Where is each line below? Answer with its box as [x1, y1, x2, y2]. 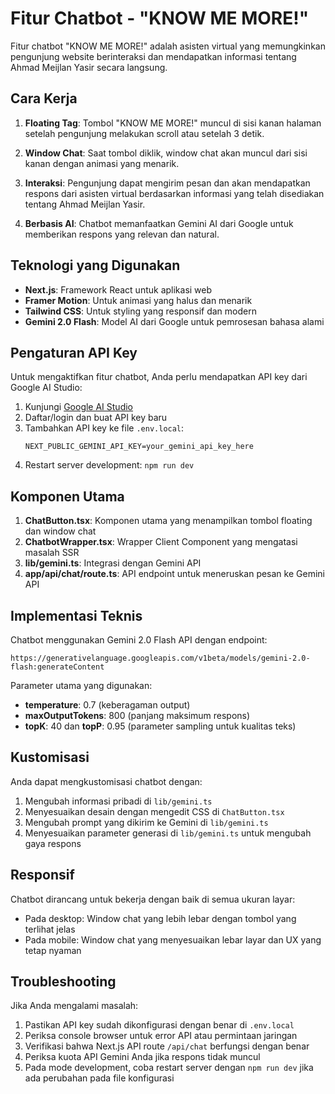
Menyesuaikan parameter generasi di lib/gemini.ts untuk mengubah [24, 827, 312, 839]
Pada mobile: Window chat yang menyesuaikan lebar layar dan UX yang [24, 933, 322, 946]
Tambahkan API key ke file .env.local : [24, 422, 185, 434]
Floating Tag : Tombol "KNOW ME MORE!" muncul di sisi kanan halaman [24, 117, 322, 129]
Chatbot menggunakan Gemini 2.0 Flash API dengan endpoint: [10, 634, 268, 646]
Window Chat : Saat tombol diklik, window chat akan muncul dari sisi [24, 147, 308, 159]
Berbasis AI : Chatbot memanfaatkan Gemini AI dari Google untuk [24, 217, 294, 229]
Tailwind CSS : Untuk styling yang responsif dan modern [24, 305, 257, 317]
